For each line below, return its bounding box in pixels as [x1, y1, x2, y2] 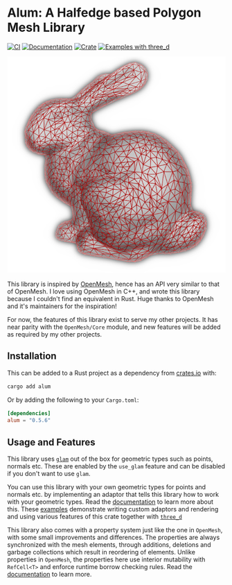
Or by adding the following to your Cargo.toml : [7, 396, 139, 404]
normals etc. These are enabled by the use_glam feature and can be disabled [7, 462, 226, 470]
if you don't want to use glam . [7, 470, 91, 478]
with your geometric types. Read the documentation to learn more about [7, 498, 213, 506]
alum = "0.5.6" [7, 417, 51, 424]
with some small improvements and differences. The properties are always [7, 533, 220, 542]
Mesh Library [7, 19, 85, 35]
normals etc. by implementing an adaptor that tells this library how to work [7, 491, 220, 499]
